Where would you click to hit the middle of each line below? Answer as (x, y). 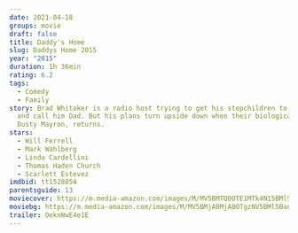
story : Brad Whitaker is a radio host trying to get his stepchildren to (149, 108)
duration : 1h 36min (45, 67)
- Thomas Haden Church (59, 166)
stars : (21, 133)
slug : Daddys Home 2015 (53, 50)
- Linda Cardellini (53, 157)
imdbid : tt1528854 (43, 183)
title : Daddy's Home (47, 42)
